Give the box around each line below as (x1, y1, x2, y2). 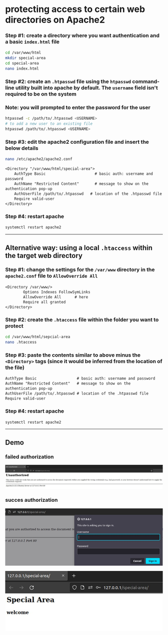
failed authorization (5, 453, 54, 460)
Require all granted (23, 299, 66, 304)
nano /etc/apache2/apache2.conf (5, 157, 72, 162)
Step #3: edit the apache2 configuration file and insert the (5, 138, 149, 145)
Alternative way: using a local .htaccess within (5, 243, 152, 252)
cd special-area (5, 61, 39, 66)
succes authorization (5, 497, 58, 504)
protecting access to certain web (5, 4, 145, 15)
